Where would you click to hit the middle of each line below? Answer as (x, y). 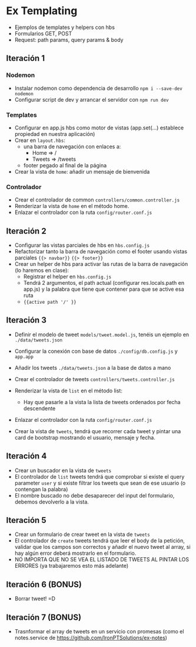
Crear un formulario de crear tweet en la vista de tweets (82, 534)
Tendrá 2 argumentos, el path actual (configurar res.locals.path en (104, 283)
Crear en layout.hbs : (40, 140)
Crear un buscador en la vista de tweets (63, 470)
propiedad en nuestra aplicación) (55, 134)
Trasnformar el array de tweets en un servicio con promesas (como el (99, 632)
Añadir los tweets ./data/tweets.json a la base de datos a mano (93, 368)
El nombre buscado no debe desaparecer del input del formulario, (94, 495)
